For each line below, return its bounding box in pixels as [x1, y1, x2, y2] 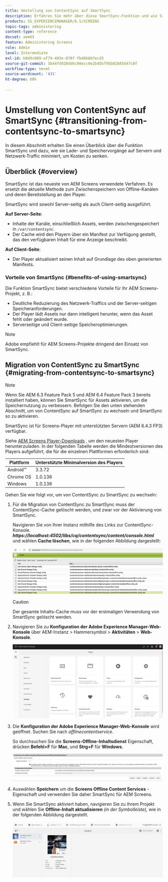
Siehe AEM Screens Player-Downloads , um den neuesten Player [5, 438, 138, 444]
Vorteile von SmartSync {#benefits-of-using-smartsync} [5, 274, 147, 281]
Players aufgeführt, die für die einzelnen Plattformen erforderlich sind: [5, 448, 150, 454]
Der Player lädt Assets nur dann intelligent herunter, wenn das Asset [12, 311, 153, 317]
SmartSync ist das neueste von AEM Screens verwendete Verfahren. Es [5, 181, 153, 187]
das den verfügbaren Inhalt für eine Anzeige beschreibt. [12, 236, 128, 243]
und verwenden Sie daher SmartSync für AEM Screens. [38, 791, 152, 797]
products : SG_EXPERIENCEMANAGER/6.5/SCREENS [5, 19, 99, 24]
